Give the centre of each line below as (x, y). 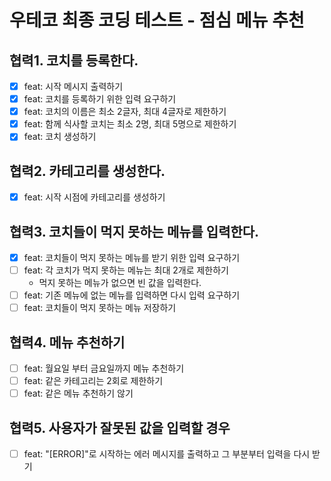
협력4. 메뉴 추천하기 (67, 342)
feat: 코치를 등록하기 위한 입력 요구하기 (100, 99)
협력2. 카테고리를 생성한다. (87, 171)
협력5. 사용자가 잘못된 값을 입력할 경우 (120, 427)
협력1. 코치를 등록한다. (74, 60)
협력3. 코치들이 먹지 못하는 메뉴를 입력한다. (134, 231)
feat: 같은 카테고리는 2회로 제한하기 (93, 381)
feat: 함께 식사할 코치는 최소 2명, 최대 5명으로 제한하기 (130, 124)
